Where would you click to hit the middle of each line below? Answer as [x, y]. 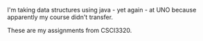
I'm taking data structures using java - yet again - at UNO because [102, 10]
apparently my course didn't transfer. [60, 17]
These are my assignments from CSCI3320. [70, 30]
